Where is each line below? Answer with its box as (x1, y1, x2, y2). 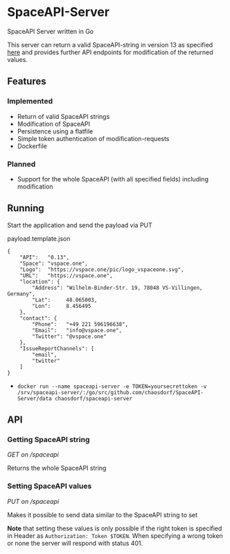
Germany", (7, 290, 36, 298)
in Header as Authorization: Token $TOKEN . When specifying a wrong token (7, 531, 223, 539)
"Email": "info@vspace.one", (32, 327, 123, 334)
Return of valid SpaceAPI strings (17, 112, 110, 120)
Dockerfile (17, 142, 47, 150)
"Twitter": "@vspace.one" (32, 333, 107, 340)
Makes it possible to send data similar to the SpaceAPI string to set (7, 510, 198, 519)
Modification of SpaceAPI (17, 120, 91, 128)
